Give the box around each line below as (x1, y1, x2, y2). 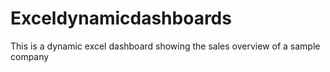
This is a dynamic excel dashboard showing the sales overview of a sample (10, 40, 321, 52)
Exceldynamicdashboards (10, 7, 232, 30)
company (10, 50, 50, 62)
